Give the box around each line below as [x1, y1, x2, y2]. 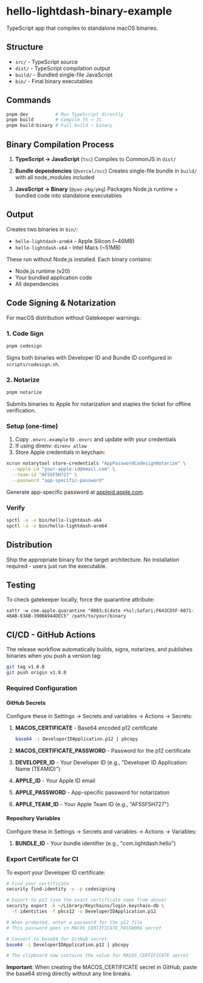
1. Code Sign [6, 329, 44, 338]
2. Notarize [6, 375, 40, 384]
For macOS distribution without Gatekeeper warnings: [6, 314, 141, 321]
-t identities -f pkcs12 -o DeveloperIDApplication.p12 [12, 908, 156, 914]
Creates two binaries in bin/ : [6, 225, 78, 233]
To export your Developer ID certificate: [6, 869, 106, 876]
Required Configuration [6, 683, 77, 692]
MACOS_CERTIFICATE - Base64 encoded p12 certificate [15, 724, 158, 731]
